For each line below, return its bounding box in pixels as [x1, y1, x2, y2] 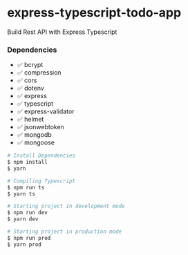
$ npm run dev [7, 209, 48, 216]
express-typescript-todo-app [7, 5, 182, 21]
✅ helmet [17, 115, 44, 124]
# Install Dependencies [7, 152, 76, 160]
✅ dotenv [17, 84, 45, 93]
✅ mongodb [17, 131, 52, 139]
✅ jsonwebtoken [17, 123, 64, 131]
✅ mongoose [17, 138, 55, 147]
